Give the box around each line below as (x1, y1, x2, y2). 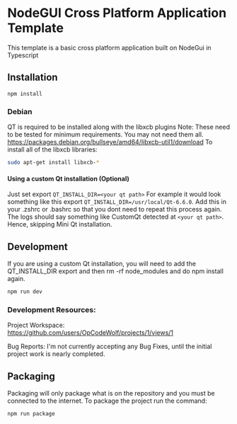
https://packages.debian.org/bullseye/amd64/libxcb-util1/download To (7, 138, 213, 147)
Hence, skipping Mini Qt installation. (7, 220, 112, 229)
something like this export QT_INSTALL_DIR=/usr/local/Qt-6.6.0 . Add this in (7, 197, 226, 206)
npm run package (7, 410, 55, 417)
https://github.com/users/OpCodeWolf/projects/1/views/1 (7, 328, 174, 337)
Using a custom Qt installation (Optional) (7, 174, 129, 183)
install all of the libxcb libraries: (7, 145, 98, 154)
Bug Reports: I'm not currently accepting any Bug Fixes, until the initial (7, 342, 212, 351)
